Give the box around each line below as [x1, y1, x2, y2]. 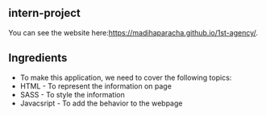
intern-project [8, 6, 81, 20]
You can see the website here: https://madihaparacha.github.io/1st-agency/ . [8, 27, 259, 37]
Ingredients [8, 52, 68, 65]
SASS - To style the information [19, 89, 125, 99]
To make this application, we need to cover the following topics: [19, 72, 232, 82]
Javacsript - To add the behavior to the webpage [19, 98, 183, 108]
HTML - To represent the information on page [19, 81, 172, 91]
